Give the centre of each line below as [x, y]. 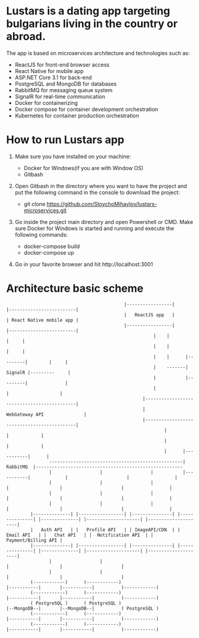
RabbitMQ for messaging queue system [64, 90]
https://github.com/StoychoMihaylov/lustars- [102, 204]
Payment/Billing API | [34, 540]
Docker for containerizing [46, 102]
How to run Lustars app [65, 140]
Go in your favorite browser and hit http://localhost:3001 [84, 264]
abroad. [26, 37]
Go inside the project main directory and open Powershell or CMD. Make [104, 222]
